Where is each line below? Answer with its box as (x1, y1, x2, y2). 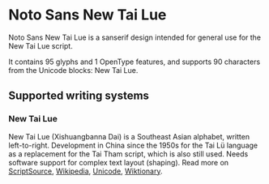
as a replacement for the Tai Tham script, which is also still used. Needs (8, 148, 249, 159)
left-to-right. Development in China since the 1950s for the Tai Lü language (8, 140, 258, 150)
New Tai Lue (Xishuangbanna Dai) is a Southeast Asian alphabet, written (8, 131, 250, 141)
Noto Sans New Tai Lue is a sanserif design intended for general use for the (8, 32, 262, 42)
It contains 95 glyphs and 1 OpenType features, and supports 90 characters (8, 57, 261, 66)
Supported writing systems (8, 89, 150, 103)
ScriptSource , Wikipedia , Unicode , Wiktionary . (8, 166, 163, 176)
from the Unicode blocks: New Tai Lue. (8, 65, 139, 75)
